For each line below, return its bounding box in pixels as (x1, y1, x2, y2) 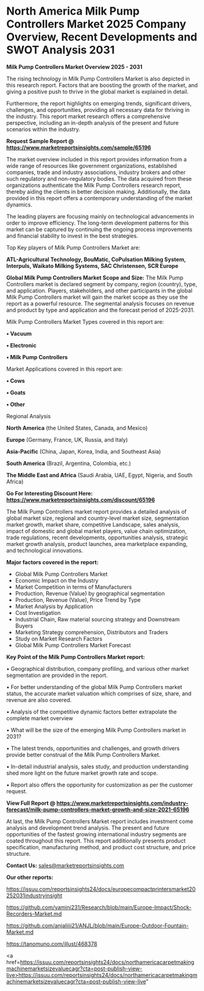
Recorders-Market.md (6, 910, 62, 917)
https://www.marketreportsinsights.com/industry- (56, 799, 189, 807)
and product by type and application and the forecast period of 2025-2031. (6, 306, 195, 313)
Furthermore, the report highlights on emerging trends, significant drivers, (6, 99, 192, 107)
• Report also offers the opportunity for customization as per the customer (6, 781, 193, 788)
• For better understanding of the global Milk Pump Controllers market (6, 683, 183, 690)
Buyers (15, 622, 33, 629)
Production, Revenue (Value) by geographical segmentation (15, 589, 166, 597)
